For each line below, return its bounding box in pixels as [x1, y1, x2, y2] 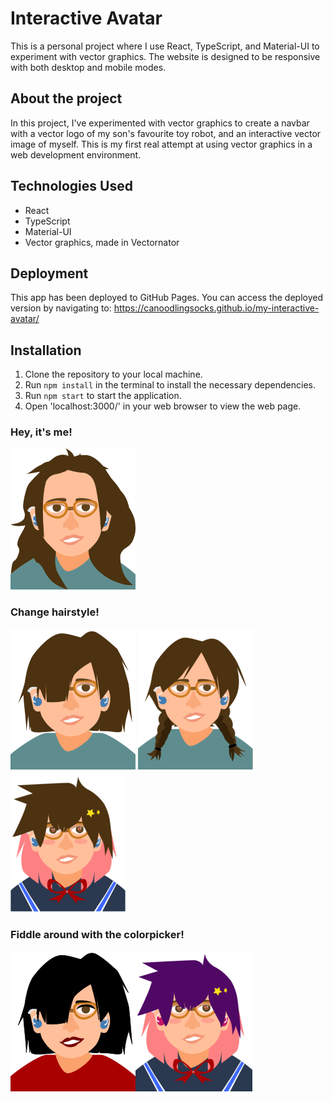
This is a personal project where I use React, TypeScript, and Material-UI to [10, 40, 320, 52]
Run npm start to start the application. [24, 390, 182, 402]
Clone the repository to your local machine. [24, 368, 203, 381]
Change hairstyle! [10, 605, 100, 619]
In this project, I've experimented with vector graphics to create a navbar [10, 117, 310, 129]
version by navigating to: [10, 302, 112, 314]
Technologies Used [10, 178, 133, 195]
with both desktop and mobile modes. [10, 61, 167, 73]
